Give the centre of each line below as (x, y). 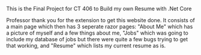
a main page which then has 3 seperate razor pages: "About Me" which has (100, 27)
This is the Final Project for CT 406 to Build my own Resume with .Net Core (99, 9)
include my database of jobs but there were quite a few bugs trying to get (97, 39)
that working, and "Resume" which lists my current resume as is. (86, 45)
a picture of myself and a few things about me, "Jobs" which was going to (97, 33)
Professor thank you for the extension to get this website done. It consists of (100, 20)
